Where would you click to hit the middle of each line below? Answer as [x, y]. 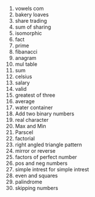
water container [34, 108]
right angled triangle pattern [48, 145]
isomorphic [28, 33]
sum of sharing [33, 27]
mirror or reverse [35, 151]
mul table [26, 64]
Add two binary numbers [45, 114]
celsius [23, 76]
